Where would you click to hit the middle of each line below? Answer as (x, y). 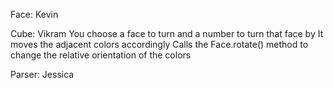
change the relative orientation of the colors (101, 55)
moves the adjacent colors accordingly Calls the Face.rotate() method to (159, 44)
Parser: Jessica (42, 74)
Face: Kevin (34, 14)
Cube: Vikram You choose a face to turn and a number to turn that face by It (167, 33)
